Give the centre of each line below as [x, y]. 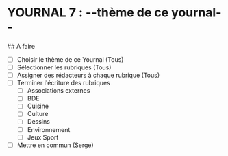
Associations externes [59, 91]
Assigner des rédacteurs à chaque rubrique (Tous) [88, 75]
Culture [38, 114]
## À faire [21, 46]
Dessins [38, 122]
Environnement [49, 129]
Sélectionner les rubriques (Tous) [64, 67]
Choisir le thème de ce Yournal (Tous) [70, 59]
